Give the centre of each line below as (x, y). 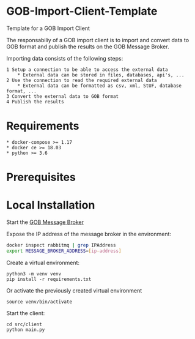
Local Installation (51, 205)
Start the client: (26, 313)
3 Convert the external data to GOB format (63, 96)
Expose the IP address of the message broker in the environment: (89, 234)
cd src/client (24, 324)
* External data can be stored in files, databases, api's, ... (101, 75)
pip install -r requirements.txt (49, 279)
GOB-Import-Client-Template (82, 11)
